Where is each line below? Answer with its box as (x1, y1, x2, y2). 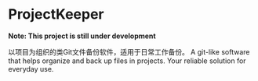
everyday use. (8, 64, 54, 73)
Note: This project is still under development (8, 31, 156, 40)
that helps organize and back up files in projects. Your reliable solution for (8, 56, 246, 65)
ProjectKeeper (8, 5, 104, 23)
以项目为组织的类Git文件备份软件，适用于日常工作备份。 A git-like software (8, 47, 250, 56)
